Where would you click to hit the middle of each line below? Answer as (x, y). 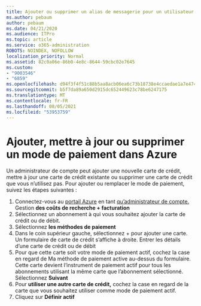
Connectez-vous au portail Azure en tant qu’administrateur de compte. (102, 202)
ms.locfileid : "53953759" (38, 112)
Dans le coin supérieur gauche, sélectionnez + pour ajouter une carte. (101, 234)
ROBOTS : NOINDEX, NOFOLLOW (40, 51)
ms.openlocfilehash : (32, 84)
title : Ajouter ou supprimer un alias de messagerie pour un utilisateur (100, 12)
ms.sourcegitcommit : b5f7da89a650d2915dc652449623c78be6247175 (87, 90)
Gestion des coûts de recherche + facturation (72, 208)
